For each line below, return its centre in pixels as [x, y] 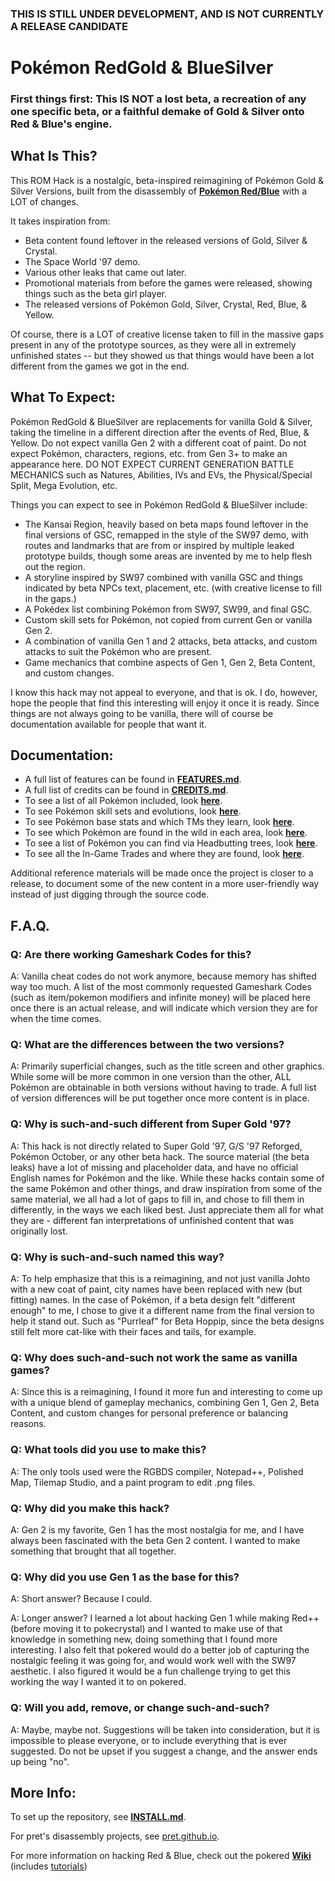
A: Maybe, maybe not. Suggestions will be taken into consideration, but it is [165, 1729]
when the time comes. [56, 1019]
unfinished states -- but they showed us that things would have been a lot [162, 355]
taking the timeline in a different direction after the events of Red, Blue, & [160, 432]
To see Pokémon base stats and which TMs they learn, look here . [159, 822]
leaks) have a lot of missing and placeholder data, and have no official [154, 1167]
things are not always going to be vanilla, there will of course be [142, 713]
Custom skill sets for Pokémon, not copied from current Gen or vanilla [168, 619]
